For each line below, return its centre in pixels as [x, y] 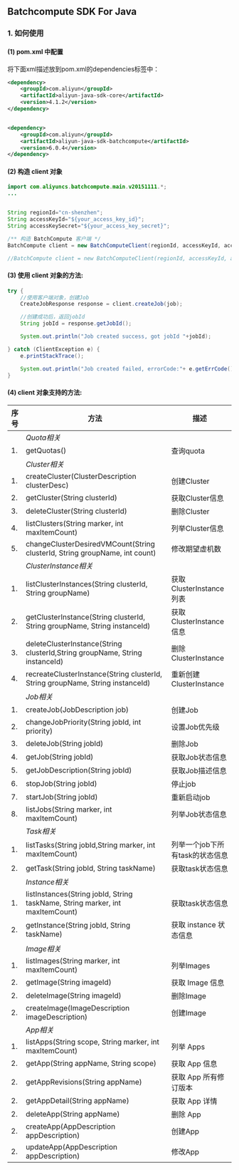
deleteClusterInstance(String [74, 643]
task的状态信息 [203, 855]
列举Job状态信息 [199, 814]
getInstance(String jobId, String [78, 925]
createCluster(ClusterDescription [81, 476]
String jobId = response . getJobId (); [76, 323]
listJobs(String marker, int [69, 809]
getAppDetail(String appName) [78, 1100]
